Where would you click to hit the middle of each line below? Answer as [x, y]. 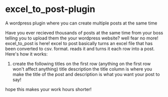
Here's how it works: [27, 54]
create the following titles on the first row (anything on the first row [81, 63]
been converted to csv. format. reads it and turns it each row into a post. [80, 48]
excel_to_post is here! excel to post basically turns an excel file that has [79, 43]
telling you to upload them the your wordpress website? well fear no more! [82, 38]
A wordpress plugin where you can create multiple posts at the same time [81, 23]
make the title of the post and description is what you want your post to [86, 74]
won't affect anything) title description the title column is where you [82, 69]
